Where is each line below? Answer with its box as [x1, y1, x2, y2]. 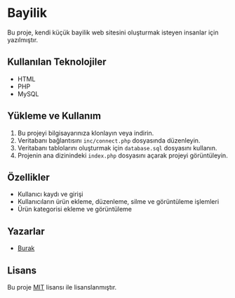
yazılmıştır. [7, 35, 39, 44]
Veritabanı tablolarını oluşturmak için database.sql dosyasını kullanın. [17, 143, 217, 152]
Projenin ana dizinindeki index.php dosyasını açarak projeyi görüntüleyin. [17, 151, 228, 160]
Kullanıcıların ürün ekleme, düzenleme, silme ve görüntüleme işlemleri [17, 197, 220, 206]
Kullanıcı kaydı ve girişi [17, 190, 83, 198]
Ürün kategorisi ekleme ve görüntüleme [17, 205, 132, 214]
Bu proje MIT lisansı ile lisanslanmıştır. [7, 283, 117, 291]
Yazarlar [7, 225, 45, 237]
